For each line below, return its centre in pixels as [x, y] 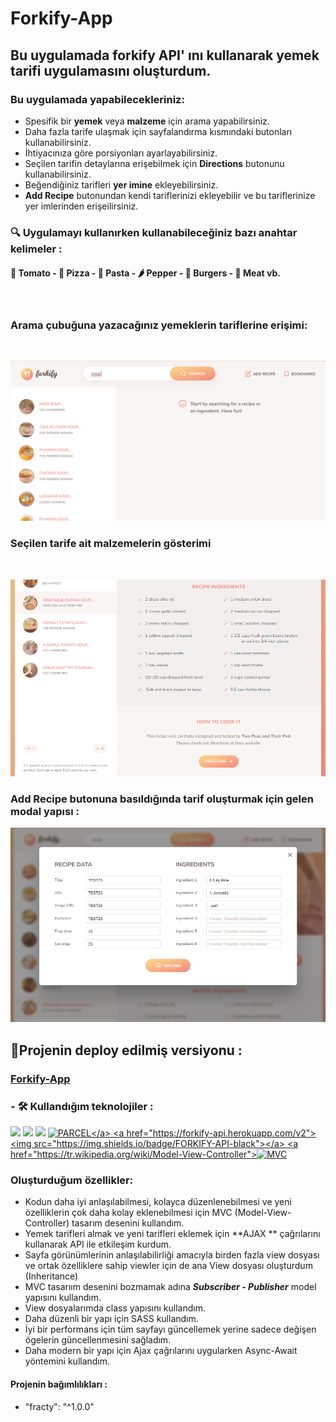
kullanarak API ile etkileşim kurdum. [98, 1244]
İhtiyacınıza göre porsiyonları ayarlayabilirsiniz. [121, 153]
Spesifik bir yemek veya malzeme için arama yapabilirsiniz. [147, 121]
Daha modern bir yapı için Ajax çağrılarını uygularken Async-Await [161, 1351]
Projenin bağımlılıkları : [59, 1384]
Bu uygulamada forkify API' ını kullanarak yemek [165, 55]
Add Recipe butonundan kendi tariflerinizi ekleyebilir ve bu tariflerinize [170, 195]
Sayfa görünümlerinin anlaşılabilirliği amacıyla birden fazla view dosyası [172, 1255]
